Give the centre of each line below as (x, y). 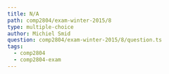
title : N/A (23, 14)
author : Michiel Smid (39, 33)
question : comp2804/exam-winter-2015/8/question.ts (84, 40)
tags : (15, 47)
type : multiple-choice (40, 27)
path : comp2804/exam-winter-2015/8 (60, 20)
